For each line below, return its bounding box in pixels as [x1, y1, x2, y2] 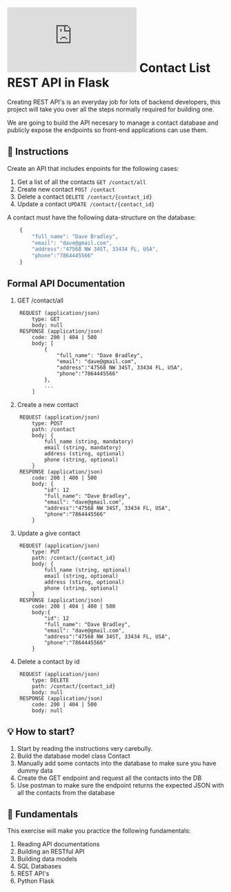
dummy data [17, 766, 53, 774]
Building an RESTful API [17, 848, 85, 856]
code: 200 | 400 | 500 [32, 474, 97, 481]
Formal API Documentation [7, 277, 125, 290]
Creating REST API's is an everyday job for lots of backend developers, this [7, 98, 221, 106]
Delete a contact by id [17, 657, 80, 666]
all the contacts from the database [17, 788, 115, 797]
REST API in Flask [7, 75, 110, 91]
